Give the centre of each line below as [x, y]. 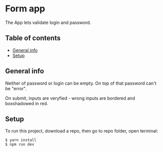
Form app [25, 9]
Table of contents [33, 38]
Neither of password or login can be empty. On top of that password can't [81, 83]
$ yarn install [21, 140]
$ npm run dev [20, 145]
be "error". [16, 88]
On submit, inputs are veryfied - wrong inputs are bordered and [70, 98]
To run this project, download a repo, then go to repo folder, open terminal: [81, 131]
